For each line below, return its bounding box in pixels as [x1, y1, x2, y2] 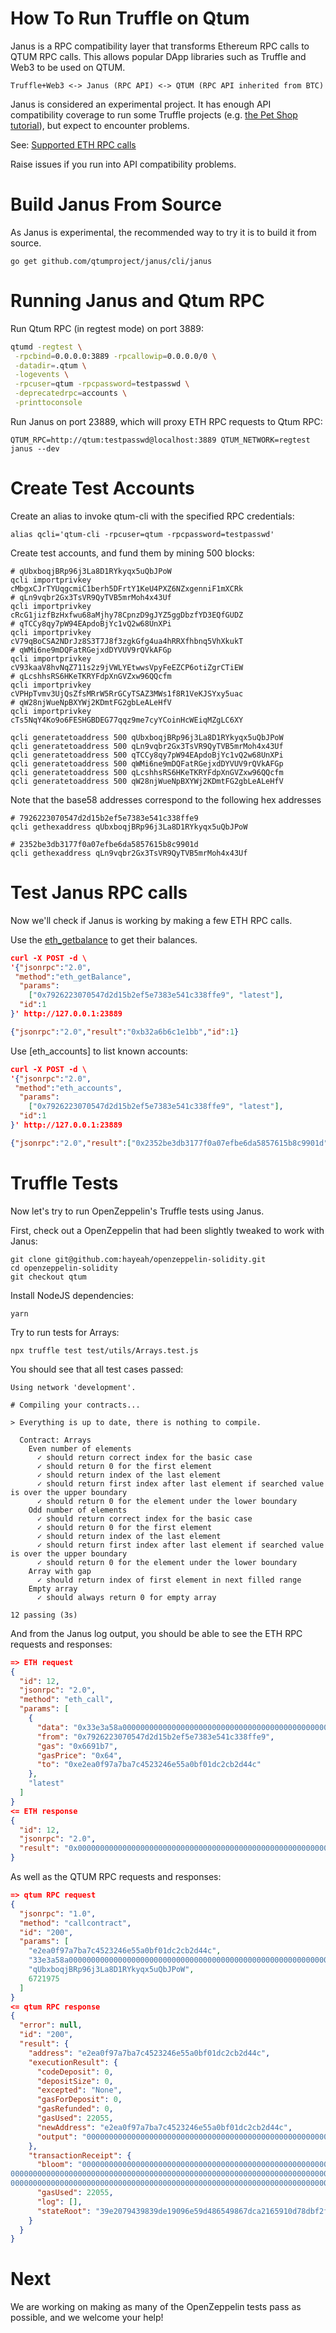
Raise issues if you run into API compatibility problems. [10, 158, 237, 170]
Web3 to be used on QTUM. [10, 61, 126, 73]
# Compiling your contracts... [10, 1400, 141, 1410]
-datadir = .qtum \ [14, 360, 87, 371]
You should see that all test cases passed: [10, 1363, 184, 1375]
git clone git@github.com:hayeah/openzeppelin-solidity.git [10, 1254, 267, 1264]
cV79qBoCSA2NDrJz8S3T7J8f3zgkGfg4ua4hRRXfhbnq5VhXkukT [10, 636, 244, 646]
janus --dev [10, 443, 60, 454]
